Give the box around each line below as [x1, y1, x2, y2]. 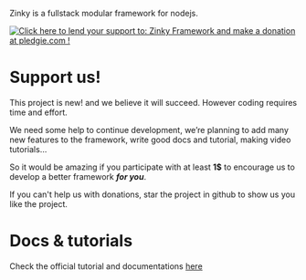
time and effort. [9, 107, 69, 118]
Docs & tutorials [9, 231, 133, 252]
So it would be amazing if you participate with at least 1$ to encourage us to [9, 161, 295, 172]
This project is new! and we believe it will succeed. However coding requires [9, 97, 298, 108]
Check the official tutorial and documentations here [9, 260, 203, 272]
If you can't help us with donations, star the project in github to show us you [9, 189, 295, 200]
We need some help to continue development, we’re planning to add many [9, 124, 290, 135]
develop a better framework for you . [9, 171, 147, 181]
